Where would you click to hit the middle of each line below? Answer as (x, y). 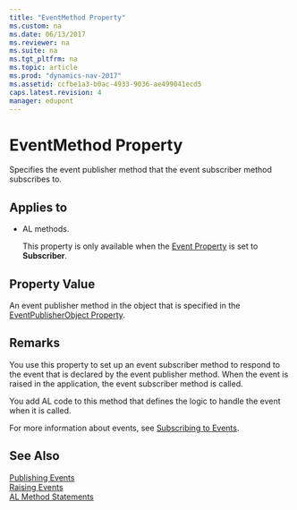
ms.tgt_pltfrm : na (43, 59)
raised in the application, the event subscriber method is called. (126, 383)
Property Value (52, 284)
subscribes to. (36, 179)
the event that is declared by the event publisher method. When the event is (149, 374)
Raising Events (37, 487)
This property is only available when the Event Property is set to (140, 246)
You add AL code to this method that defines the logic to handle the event (145, 401)
